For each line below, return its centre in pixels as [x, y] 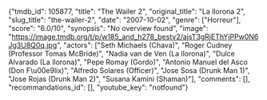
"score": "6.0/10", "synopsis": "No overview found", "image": [108, 28]
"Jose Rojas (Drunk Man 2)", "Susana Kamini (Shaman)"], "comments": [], [129, 79]
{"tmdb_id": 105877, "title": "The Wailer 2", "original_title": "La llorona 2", [127, 12]
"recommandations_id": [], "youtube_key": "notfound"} [98, 87]
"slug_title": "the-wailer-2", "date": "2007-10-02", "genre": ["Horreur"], [125, 20]
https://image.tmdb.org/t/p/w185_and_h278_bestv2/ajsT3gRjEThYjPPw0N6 [135, 37]
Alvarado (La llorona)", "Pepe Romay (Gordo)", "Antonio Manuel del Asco [128, 62]
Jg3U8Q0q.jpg [33, 45]
